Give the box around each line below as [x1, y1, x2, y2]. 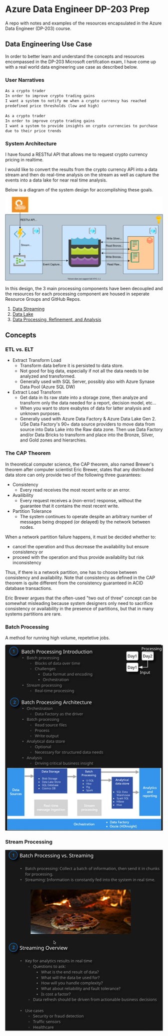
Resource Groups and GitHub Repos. [5, 296, 81, 302]
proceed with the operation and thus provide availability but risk [12, 554, 144, 560]
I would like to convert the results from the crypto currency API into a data [5, 166, 157, 172]
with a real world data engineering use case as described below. [5, 64, 138, 70]
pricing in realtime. [5, 157, 44, 163]
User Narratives [5, 76, 44, 83]
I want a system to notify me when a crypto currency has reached [5, 99, 146, 104]
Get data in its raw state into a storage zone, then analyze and [19, 394, 147, 400]
